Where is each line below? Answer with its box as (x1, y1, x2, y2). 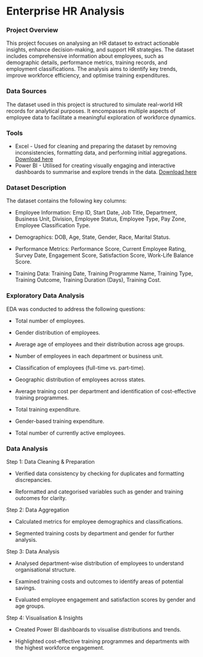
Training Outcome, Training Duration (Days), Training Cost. (14, 276, 161, 284)
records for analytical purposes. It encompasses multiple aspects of (6, 107, 176, 115)
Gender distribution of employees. (14, 328, 101, 336)
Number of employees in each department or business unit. (14, 352, 164, 359)
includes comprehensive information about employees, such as (6, 53, 164, 60)
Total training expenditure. (14, 405, 81, 413)
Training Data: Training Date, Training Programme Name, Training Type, (14, 270, 193, 277)
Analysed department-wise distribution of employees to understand (14, 559, 184, 567)
